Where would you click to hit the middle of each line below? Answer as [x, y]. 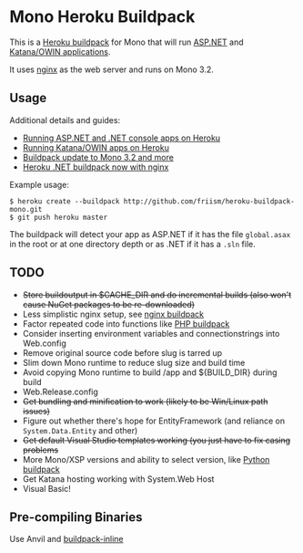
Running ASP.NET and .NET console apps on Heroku [121, 138]
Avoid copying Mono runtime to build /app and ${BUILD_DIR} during [150, 372]
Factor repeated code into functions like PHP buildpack [126, 323]
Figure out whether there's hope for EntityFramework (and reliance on [153, 421]
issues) [36, 411]
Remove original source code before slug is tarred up [122, 352]
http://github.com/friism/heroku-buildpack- [209, 201]
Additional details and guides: [65, 120]
